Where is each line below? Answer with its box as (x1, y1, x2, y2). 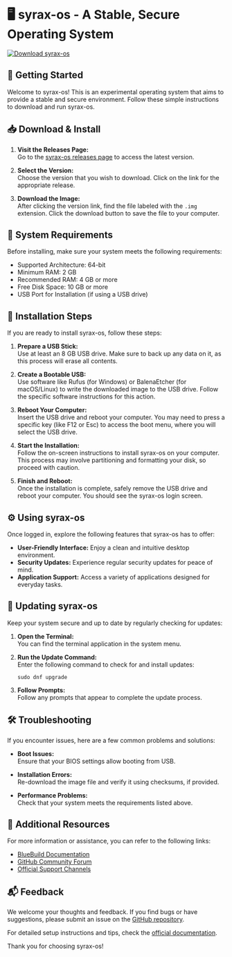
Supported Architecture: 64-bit (17, 261, 106, 269)
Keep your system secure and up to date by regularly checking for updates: (7, 619, 223, 627)
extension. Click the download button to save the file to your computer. (17, 209, 220, 217)
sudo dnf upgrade (17, 674, 68, 681)
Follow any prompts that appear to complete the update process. (17, 693, 203, 701)
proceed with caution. (17, 464, 80, 472)
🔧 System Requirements (7, 229, 113, 240)
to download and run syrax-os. (7, 103, 95, 111)
